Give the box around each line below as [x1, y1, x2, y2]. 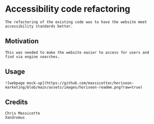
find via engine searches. [5, 54, 60, 59]
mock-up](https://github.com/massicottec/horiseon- [26, 81, 134, 85]
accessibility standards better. [5, 23, 73, 29]
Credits [5, 98, 28, 106]
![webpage [5, 81, 25, 85]
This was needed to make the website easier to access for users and [5, 50, 150, 55]
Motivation [5, 37, 39, 45]
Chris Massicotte [5, 111, 40, 116]
